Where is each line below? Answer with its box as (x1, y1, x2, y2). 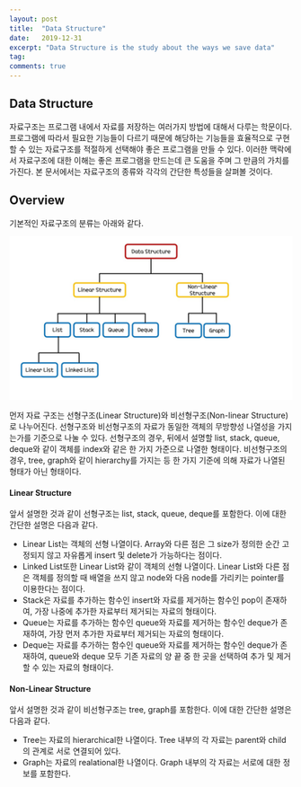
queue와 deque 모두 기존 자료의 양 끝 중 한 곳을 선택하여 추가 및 (49, 651, 275, 662)
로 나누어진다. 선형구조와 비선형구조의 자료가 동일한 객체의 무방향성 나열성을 (9, 421, 276, 431)
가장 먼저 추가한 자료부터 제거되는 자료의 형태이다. (49, 629, 225, 640)
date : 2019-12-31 (9, 33, 83, 42)
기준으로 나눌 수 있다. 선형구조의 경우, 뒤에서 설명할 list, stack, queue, (32, 432, 280, 443)
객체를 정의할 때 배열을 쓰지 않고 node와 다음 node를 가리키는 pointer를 (31, 572, 285, 583)
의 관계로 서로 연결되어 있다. (22, 746, 121, 756)
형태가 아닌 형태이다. (9, 466, 82, 476)
